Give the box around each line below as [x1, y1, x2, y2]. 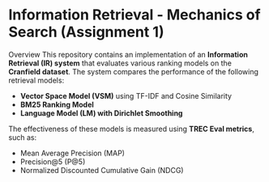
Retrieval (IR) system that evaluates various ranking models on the [8, 58, 233, 68]
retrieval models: [8, 75, 65, 85]
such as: [8, 132, 37, 142]
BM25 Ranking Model [19, 99, 95, 109]
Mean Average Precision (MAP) [19, 148, 126, 158]
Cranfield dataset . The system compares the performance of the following [8, 66, 259, 76]
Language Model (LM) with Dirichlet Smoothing [19, 108, 183, 118]
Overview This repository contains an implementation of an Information [8, 49, 249, 59]
